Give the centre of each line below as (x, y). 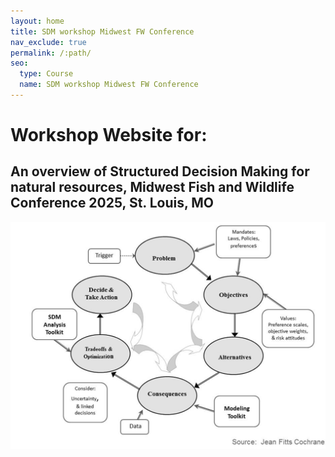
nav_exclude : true (48, 42)
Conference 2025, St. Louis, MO (112, 203)
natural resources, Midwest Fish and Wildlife (152, 187)
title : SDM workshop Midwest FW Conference (102, 31)
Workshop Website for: (109, 135)
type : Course (46, 74)
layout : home (37, 21)
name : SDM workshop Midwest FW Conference (109, 85)
